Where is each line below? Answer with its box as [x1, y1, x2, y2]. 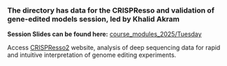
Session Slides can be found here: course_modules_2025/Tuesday [7, 30, 202, 38]
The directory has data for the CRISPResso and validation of [7, 6, 215, 15]
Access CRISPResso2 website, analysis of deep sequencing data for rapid [7, 44, 221, 52]
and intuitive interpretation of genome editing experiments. [7, 51, 177, 59]
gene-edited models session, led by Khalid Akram [7, 14, 180, 24]
